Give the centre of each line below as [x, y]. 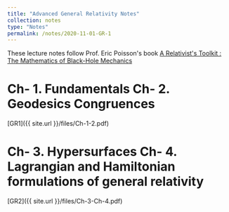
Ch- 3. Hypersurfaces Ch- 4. [92, 152]
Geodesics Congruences [81, 104]
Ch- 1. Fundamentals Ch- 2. [89, 89]
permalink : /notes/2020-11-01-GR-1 [59, 33]
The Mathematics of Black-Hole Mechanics [70, 61]
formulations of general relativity [106, 181]
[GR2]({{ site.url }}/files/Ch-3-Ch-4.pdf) [65, 201]
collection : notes [34, 20]
